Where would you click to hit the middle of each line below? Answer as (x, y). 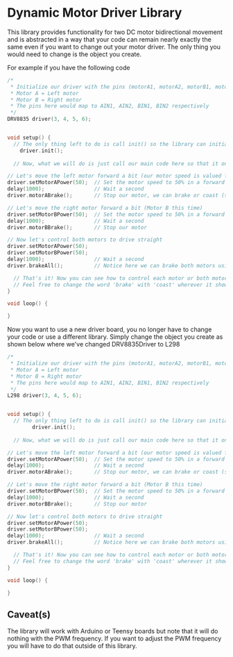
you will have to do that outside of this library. (72, 646)
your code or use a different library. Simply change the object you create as (115, 337)
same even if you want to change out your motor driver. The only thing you (114, 47)
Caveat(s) (29, 614)
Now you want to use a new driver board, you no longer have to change (110, 330)
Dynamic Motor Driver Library (95, 13)
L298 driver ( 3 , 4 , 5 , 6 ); (44, 396)
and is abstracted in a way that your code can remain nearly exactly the (109, 39)
